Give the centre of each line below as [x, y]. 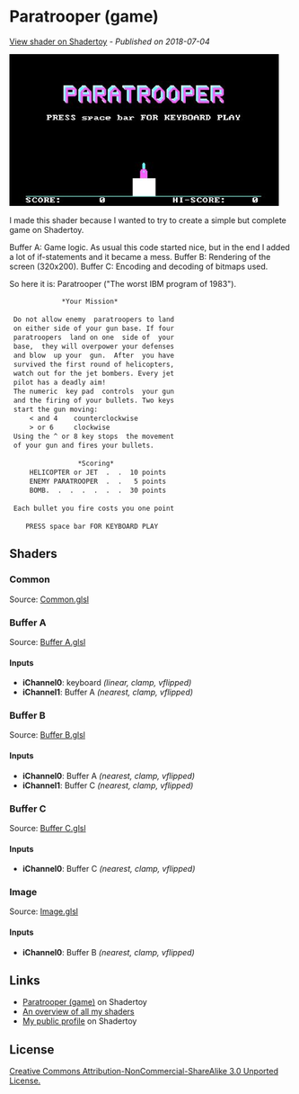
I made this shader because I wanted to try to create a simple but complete [148, 220]
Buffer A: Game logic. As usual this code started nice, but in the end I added [149, 247]
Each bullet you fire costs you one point [94, 508]
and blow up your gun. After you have [94, 355]
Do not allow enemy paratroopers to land [94, 319]
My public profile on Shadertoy [79, 1021]
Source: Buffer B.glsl [47, 735]
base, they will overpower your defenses [94, 346]
